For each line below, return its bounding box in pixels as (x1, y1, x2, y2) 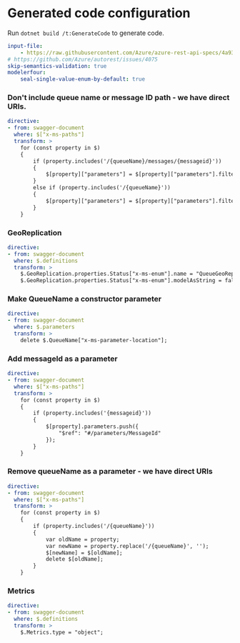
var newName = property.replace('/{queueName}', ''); (45, 542, 209, 549)
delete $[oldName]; (45, 556, 104, 563)
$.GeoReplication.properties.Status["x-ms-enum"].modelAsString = (20, 277, 222, 284)
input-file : (7, 42, 43, 49)
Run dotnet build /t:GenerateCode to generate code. (7, 29, 164, 37)
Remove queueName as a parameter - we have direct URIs (7, 467, 213, 477)
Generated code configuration (7, 5, 191, 21)
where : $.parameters (14, 324, 75, 331)
